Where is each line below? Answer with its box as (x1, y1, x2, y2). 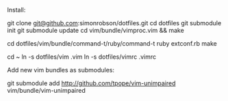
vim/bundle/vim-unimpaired (7, 87, 86, 94)
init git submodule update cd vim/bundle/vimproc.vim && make (7, 27, 185, 34)
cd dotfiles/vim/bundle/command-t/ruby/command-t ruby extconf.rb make (7, 40, 217, 47)
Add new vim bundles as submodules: (7, 66, 115, 74)
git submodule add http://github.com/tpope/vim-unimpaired (7, 79, 176, 87)
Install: (7, 6, 26, 14)
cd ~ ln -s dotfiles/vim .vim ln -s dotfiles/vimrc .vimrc (7, 53, 157, 61)
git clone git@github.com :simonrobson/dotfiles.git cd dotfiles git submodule (7, 19, 222, 27)
